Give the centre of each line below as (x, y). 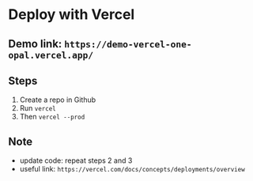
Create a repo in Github (58, 100)
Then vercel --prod (52, 117)
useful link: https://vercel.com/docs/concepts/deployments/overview (132, 169)
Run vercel (38, 108)
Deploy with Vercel (72, 15)
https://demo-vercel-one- (128, 44)
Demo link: (35, 44)
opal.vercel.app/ (51, 55)
